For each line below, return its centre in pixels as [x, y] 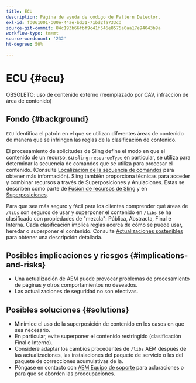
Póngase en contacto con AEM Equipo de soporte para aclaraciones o [99, 368]
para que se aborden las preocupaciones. [65, 374]
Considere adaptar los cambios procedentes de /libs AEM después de [100, 349]
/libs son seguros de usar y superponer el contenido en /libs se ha [89, 212]
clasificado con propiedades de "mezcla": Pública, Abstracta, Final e [89, 218]
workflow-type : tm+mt [32, 33]
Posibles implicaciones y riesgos [67, 256]
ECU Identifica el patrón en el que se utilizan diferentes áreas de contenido [95, 133]
